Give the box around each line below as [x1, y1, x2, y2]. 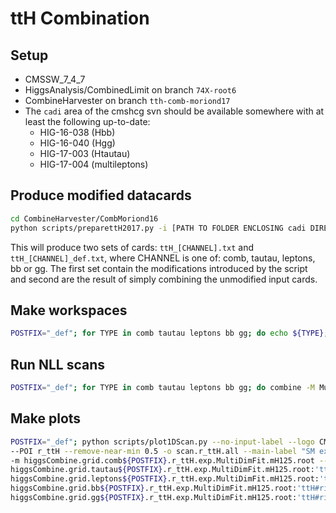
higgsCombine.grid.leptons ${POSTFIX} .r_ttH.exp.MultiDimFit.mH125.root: [10, 474, 320, 484]
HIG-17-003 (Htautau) [39, 148, 131, 159]
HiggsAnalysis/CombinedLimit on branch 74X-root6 [24, 84, 237, 96]
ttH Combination [10, 7, 150, 30]
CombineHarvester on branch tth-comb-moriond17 [24, 95, 231, 106]
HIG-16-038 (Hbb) [39, 127, 116, 138]
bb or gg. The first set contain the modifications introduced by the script [10, 262, 308, 274]
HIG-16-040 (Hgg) [39, 137, 116, 149]
